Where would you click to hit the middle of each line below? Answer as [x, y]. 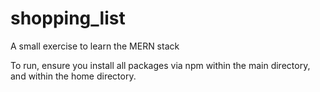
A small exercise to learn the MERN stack [95, 46]
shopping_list [68, 18]
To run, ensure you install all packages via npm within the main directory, [160, 65]
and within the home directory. [73, 76]
